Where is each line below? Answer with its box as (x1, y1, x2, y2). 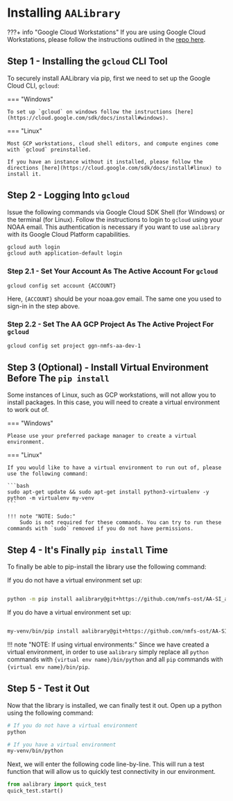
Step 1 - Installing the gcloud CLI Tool (7, 56, 168, 68)
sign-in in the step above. (7, 302, 80, 310)
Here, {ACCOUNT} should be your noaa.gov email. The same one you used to (7, 294, 222, 303)
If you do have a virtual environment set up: (7, 608, 132, 617)
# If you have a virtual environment (7, 741, 116, 748)
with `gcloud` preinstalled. (7, 146, 92, 153)
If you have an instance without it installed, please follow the (7, 158, 203, 165)
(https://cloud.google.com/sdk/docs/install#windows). (7, 114, 169, 121)
